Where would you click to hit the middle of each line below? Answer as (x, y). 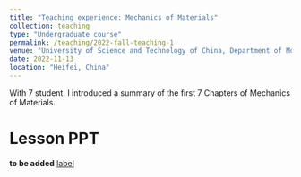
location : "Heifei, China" (60, 68)
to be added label (42, 163)
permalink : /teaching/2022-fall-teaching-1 (92, 42)
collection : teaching (50, 26)
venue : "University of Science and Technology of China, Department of (146, 51)
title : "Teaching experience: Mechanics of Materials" (114, 17)
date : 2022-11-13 (42, 59)
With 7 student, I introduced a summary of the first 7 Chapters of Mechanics (150, 93)
